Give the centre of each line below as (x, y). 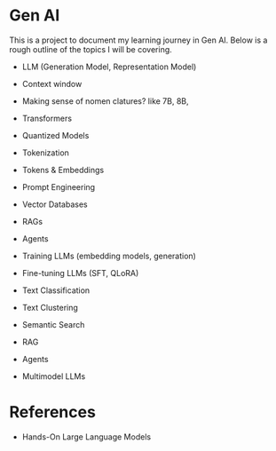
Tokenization (45, 153)
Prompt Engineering (59, 186)
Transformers (47, 118)
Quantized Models (55, 135)
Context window (52, 83)
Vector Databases (55, 204)
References (52, 412)
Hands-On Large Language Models (87, 437)
